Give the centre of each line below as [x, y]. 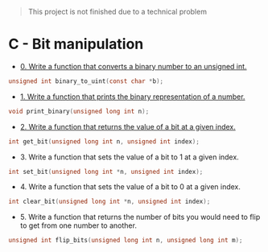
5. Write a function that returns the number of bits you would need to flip [140, 217]
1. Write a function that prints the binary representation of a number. [132, 97]
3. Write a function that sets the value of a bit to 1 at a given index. [129, 157]
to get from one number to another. [78, 225]
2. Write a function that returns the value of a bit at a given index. [128, 126]
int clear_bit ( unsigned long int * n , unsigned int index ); [109, 202]
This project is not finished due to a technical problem [118, 12]
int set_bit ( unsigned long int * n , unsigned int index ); [106, 171]
